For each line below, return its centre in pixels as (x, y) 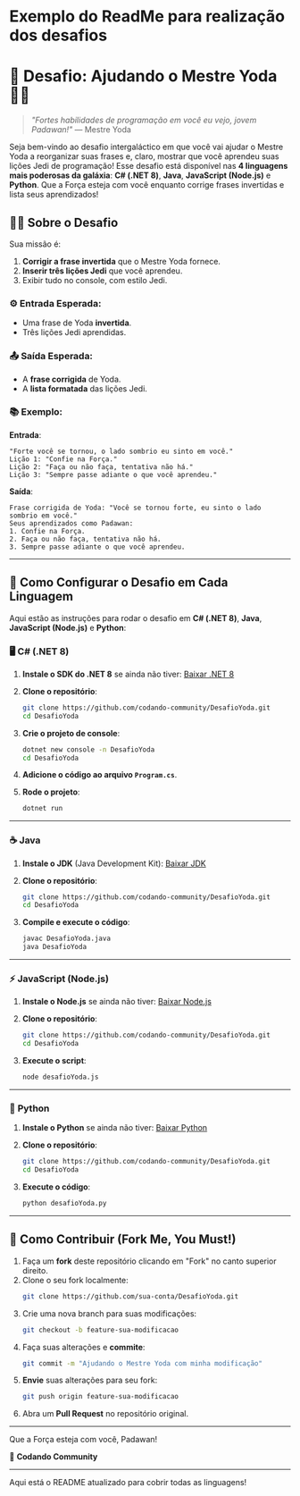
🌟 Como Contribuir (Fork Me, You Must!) (123, 1240)
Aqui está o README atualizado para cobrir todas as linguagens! (128, 1483)
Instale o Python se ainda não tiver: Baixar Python (115, 1128)
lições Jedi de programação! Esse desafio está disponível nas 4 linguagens (149, 166)
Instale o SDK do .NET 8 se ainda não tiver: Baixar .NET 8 (128, 674)
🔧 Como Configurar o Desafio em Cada (119, 583)
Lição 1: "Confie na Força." (63, 459)
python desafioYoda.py (64, 1204)
